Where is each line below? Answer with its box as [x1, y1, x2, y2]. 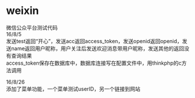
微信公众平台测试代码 [6, 24, 58, 31]
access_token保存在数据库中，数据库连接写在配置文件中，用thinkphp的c [6, 60, 182, 66]
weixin [6, 4, 39, 17]
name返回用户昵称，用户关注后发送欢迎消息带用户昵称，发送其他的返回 [11, 45, 184, 52]
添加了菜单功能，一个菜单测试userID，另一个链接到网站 [6, 85, 141, 92]
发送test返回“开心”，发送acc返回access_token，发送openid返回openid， [6, 37, 183, 44]
